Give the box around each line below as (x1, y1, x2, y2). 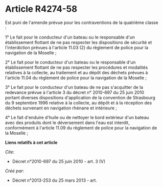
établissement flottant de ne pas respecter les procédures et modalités (5, 64, 148, 70)
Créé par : (5, 167, 24, 174)
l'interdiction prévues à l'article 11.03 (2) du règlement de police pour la (5, 44, 148, 50)
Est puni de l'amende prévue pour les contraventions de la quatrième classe (5, 20, 159, 25)
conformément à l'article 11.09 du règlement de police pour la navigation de (5, 125, 158, 130)
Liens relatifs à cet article (5, 139, 58, 145)
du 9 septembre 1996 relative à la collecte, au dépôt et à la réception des (5, 100, 152, 105)
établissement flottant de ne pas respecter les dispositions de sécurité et (5, 39, 152, 45)
